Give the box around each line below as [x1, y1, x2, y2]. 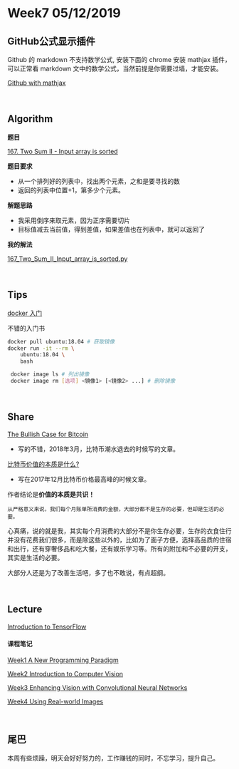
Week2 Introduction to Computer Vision [7, 669, 123, 678]
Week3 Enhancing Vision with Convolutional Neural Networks [7, 683, 188, 692]
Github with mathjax [7, 78, 66, 87]
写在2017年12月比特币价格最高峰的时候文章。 [17, 475, 151, 483]
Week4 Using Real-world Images [7, 697, 104, 706]
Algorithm [7, 113, 53, 125]
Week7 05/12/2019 [7, 5, 121, 21]
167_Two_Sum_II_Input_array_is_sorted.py [7, 254, 128, 263]
